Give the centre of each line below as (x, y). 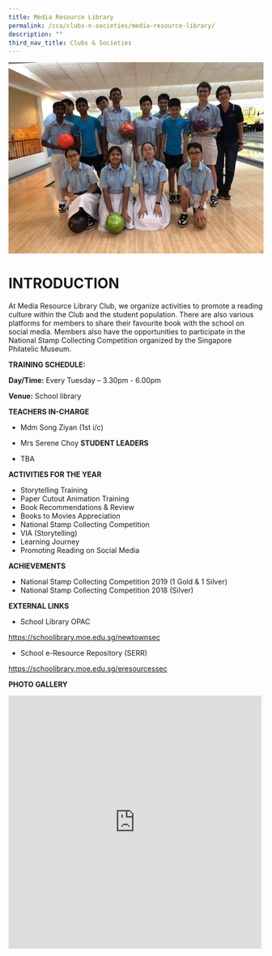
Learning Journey (50, 542)
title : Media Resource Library (61, 17)
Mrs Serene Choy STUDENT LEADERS (84, 443)
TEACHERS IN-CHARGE (49, 412)
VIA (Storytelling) (49, 533)
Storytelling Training (54, 491)
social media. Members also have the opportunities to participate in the (127, 332)
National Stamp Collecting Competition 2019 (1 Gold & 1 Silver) (124, 582)
